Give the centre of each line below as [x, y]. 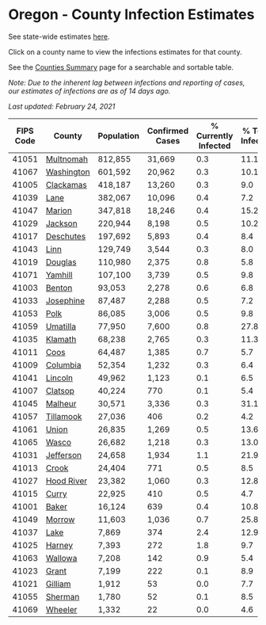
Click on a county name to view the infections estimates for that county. [125, 51]
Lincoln [59, 378]
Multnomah [67, 158]
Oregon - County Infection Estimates [131, 15]
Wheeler [61, 609]
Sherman [63, 596]
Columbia [63, 364]
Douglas [61, 261]
